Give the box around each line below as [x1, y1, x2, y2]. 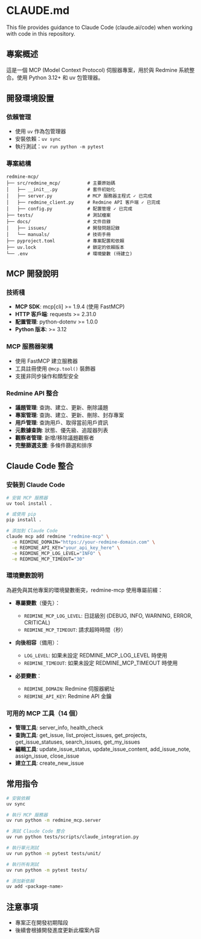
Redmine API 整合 [6, 389, 59, 397]
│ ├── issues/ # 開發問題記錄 [6, 225, 120, 231]
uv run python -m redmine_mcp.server [6, 817, 101, 824]
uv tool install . [6, 500, 53, 507]
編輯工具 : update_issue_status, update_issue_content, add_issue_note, [14, 746, 191, 753]
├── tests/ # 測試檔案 [6, 212, 111, 218]
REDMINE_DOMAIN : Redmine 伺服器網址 [24, 684, 115, 692]
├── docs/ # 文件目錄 [6, 218, 111, 224]
